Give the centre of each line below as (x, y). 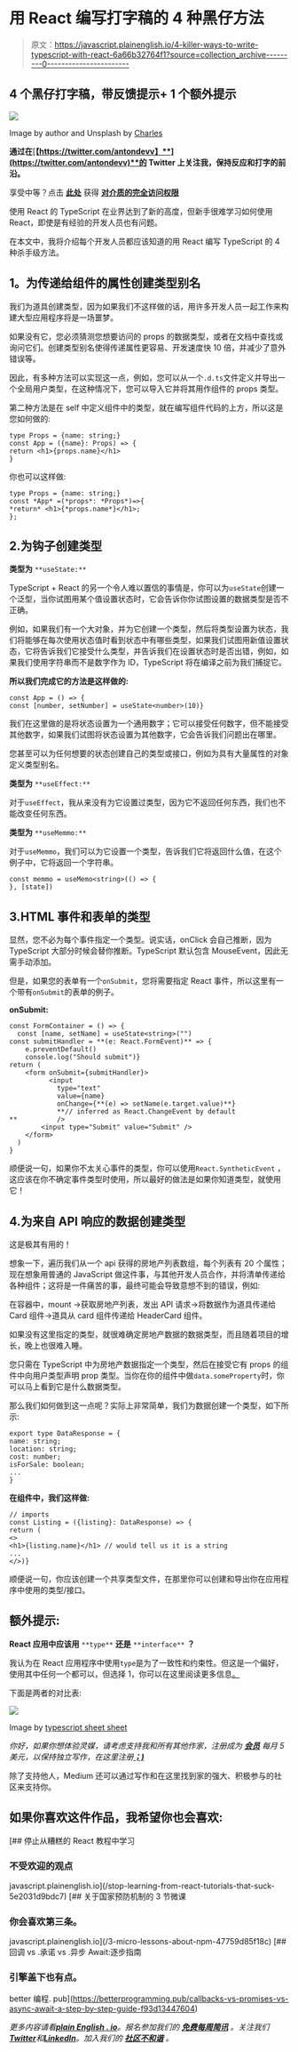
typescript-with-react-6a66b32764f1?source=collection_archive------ (159, 54)
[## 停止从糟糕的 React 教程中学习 (72, 1840)
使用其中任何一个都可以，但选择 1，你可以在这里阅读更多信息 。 (125, 1674)
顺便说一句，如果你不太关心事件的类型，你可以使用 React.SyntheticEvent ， (147, 1168)
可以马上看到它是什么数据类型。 (67, 1387)
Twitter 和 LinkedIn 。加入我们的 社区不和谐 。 (91, 2038)
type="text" (78, 1089)
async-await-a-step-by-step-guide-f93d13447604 (102, 2008)
